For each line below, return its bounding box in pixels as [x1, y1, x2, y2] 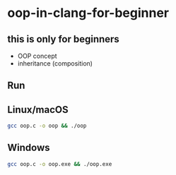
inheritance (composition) [17, 59, 93, 68]
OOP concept [17, 52, 58, 60]
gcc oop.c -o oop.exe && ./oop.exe [7, 160, 112, 167]
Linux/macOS [7, 104, 69, 116]
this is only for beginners [7, 33, 120, 45]
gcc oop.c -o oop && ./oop [7, 122, 87, 130]
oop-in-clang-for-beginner [7, 5, 170, 21]
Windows [7, 142, 50, 154]
